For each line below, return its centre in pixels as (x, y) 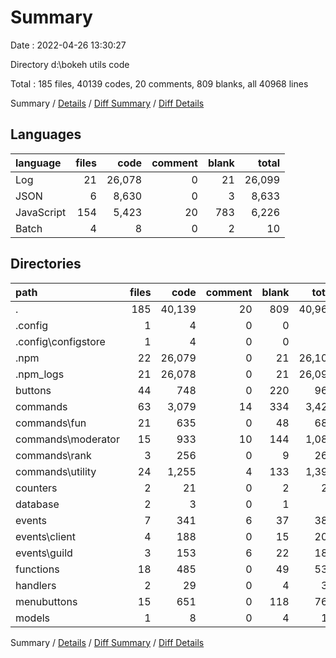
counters (36, 488)
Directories (46, 264)
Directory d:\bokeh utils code (70, 64)
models (33, 618)
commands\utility (56, 471)
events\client (45, 536)
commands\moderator (67, 439)
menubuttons (46, 601)
